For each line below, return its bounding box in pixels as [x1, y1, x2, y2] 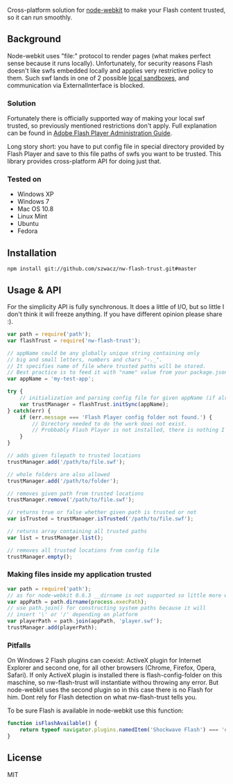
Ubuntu [17, 220, 40, 228]
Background [7, 33, 61, 45]
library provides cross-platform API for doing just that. [7, 157, 162, 166]
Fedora [17, 227, 38, 235]
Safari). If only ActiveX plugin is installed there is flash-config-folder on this [7, 671, 223, 679]
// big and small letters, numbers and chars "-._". [7, 356, 163, 363]
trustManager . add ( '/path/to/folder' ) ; [7, 478, 119, 485]
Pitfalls [7, 641, 31, 650]
